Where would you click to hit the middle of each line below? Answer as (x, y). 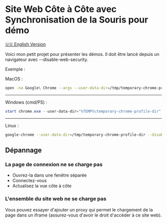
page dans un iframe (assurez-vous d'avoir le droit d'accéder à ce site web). (83, 215)
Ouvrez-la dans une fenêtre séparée (49, 175)
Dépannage (24, 150)
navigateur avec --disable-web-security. (47, 59)
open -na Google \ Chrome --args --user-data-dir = (58, 88)
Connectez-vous (30, 181)
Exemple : (15, 69)
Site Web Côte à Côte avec (61, 9)
